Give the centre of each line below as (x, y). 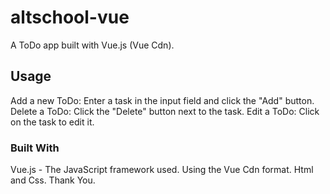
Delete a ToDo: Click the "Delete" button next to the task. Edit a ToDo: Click (165, 111)
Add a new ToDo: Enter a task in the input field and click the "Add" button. (162, 100)
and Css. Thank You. (53, 180)
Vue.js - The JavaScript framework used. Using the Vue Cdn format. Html (162, 170)
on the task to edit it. (52, 122)
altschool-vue (70, 17)
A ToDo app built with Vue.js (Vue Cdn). (92, 45)
